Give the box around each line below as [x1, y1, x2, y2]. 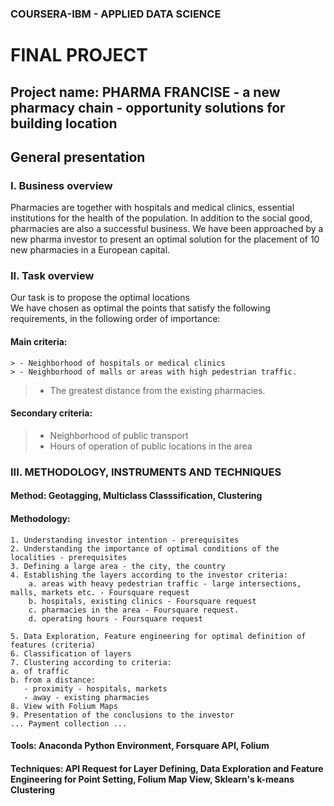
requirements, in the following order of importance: [10, 313, 221, 325]
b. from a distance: [10, 675, 97, 685]
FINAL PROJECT [10, 44, 148, 67]
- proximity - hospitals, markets [23, 683, 168, 694]
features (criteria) [10, 640, 97, 650]
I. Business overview [10, 178, 113, 192]
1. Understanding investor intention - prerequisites [10, 535, 240, 545]
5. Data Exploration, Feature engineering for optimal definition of [10, 631, 307, 641]
